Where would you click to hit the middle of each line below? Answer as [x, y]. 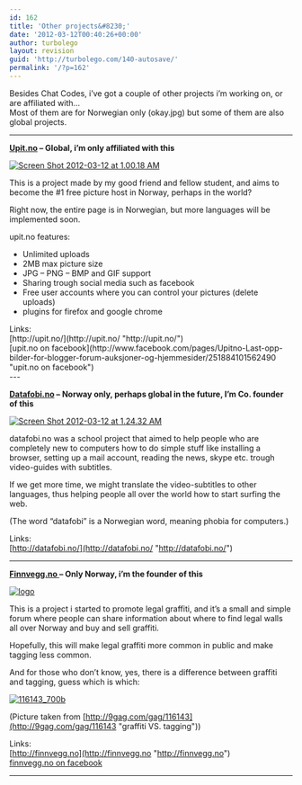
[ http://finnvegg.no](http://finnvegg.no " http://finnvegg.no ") [120, 753]
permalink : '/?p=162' [50, 68]
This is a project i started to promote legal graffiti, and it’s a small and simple [150, 609]
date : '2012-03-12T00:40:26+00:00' [76, 34]
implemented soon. [45, 219]
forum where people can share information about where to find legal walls [146, 618]
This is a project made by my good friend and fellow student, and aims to [145, 183]
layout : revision [42, 51]
